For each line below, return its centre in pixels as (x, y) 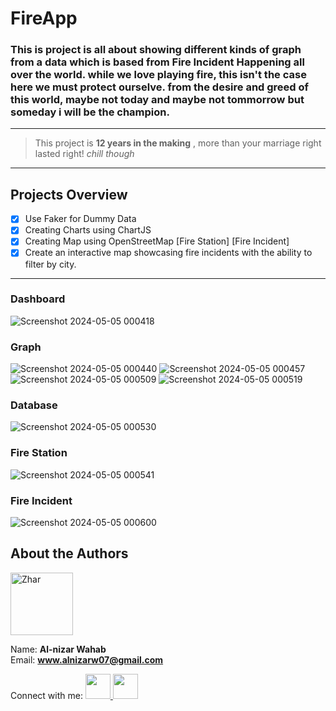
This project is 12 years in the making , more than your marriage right (178, 143)
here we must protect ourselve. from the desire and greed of (160, 87)
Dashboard (38, 299)
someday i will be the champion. (90, 112)
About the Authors (69, 553)
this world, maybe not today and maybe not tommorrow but (157, 100)
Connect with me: (46, 695)
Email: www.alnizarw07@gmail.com (87, 659)
